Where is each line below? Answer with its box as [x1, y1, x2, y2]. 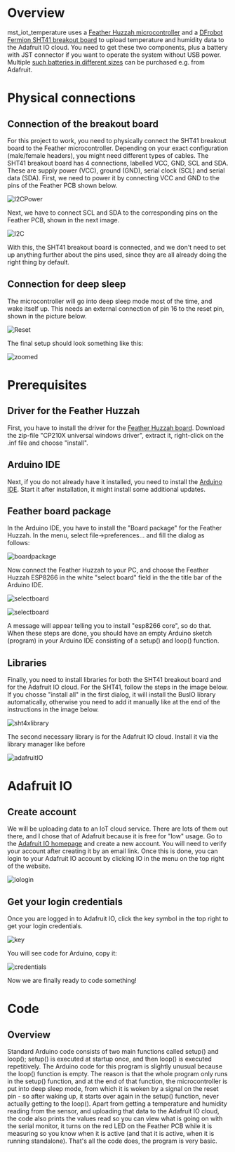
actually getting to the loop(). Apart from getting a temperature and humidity [7, 1099, 228, 1108]
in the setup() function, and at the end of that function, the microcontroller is [7, 1077, 228, 1085]
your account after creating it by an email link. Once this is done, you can [7, 847, 219, 855]
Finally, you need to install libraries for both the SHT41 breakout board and [7, 676, 222, 684]
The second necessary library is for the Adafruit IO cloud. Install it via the [7, 732, 219, 741]
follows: [7, 539, 30, 547]
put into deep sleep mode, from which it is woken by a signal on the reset [7, 1085, 219, 1092]
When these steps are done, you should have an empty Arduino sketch [7, 629, 213, 638]
